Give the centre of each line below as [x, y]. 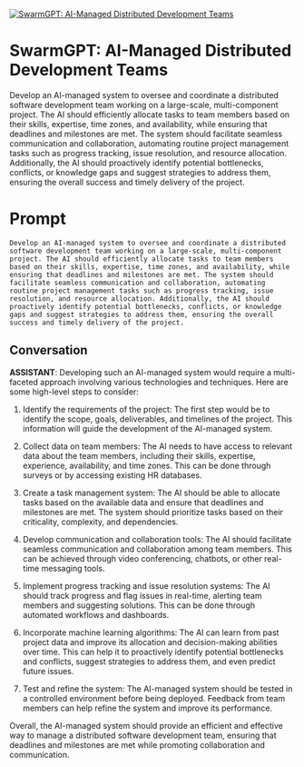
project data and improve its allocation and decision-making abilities [150, 642]
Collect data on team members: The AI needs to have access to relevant [157, 446]
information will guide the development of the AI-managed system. [147, 428]
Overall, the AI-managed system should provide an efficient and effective [146, 725]
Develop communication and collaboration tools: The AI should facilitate [157, 539]
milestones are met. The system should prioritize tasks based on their [153, 512]
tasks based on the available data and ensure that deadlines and [143, 502]
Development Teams [89, 70]
